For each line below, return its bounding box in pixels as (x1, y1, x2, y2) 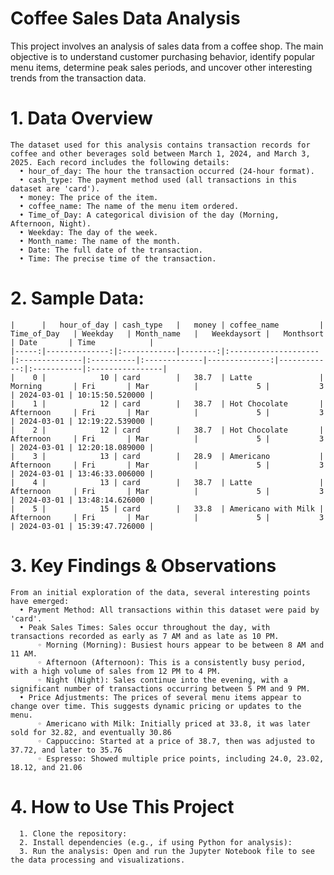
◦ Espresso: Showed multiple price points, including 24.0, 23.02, (36, 753, 325, 764)
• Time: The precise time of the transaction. (19, 253, 217, 264)
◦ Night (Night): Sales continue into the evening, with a (36, 675, 288, 685)
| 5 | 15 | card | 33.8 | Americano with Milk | (10, 503, 325, 514)
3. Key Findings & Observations (10, 555, 277, 577)
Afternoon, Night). (10, 218, 92, 229)
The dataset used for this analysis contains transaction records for (10, 140, 311, 150)
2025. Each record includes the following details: (10, 157, 230, 167)
